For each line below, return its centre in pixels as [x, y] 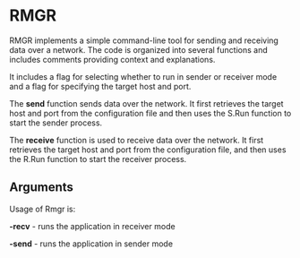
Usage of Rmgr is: [43, 209]
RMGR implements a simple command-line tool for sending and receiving [144, 40]
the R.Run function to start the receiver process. [98, 159]
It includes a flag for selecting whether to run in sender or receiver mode [143, 76]
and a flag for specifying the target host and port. [100, 86]
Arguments [42, 188]
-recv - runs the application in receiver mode [93, 226]
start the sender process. [56, 123]
